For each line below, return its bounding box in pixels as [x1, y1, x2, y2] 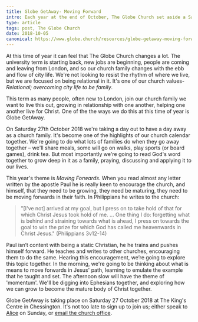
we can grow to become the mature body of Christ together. [6, 285, 152, 292]
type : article [6, 19, 41, 25]
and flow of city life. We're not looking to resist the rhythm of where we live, [6, 71, 190, 78]
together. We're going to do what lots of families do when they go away [6, 138, 180, 145]
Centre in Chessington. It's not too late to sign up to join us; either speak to [6, 303, 188, 310]
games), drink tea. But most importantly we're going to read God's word [6, 151, 181, 157]
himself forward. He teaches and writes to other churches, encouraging [6, 248, 180, 255]
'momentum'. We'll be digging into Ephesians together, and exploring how [6, 279, 185, 286]
